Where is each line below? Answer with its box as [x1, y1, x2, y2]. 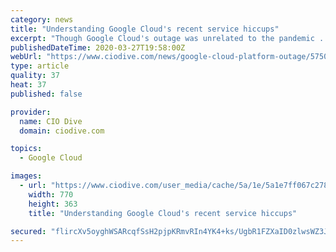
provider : [10, 107, 52, 117]
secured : [10, 226, 47, 236]
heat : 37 [10, 80, 47, 90]
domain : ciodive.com [19, 126, 105, 136]
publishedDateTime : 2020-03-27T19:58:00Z [10, 42, 186, 53]
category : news [10, 14, 74, 25]
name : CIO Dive [19, 116, 83, 126]
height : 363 [28, 199, 78, 209]
